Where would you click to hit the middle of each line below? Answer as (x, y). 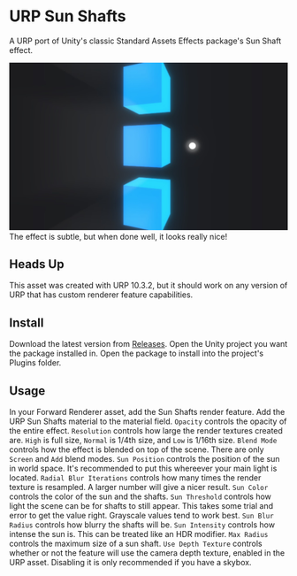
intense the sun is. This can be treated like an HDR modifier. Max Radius (139, 534)
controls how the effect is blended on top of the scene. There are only (137, 449)
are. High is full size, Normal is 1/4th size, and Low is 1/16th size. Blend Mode (143, 441)
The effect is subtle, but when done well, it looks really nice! (118, 236)
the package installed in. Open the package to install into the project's (136, 353)
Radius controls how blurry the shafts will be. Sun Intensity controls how (142, 525)
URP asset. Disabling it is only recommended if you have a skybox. (130, 563)
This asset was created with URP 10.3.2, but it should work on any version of (148, 286)
